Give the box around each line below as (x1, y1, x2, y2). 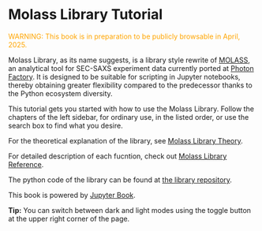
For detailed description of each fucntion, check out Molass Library (8, 151, 227, 161)
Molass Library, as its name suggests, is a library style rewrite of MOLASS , (8, 55, 250, 65)
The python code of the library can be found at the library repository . (8, 175, 233, 184)
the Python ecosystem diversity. (8, 88, 113, 98)
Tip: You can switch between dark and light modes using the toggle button (8, 205, 251, 214)
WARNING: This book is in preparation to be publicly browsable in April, (8, 32, 241, 41)
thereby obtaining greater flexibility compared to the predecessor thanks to (8, 80, 253, 90)
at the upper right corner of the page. (8, 214, 130, 223)
